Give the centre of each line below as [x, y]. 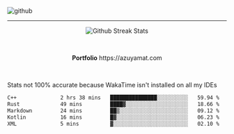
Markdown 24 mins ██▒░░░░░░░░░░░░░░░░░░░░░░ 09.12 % [113, 111]
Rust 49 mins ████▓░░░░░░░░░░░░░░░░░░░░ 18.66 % [113, 104]
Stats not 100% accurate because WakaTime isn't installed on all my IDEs [112, 85]
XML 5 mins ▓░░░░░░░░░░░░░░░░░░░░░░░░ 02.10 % [113, 124]
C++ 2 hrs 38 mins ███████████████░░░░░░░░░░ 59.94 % [113, 98]
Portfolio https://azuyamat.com [117, 58]
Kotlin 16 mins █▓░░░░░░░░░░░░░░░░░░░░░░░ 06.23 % [113, 117]
